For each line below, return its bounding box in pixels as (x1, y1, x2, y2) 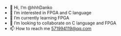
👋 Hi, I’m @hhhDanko (9, 5, 53, 10)
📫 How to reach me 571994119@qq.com (9, 26, 92, 31)
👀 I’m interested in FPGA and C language (9, 10, 92, 16)
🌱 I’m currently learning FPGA (9, 15, 69, 20)
